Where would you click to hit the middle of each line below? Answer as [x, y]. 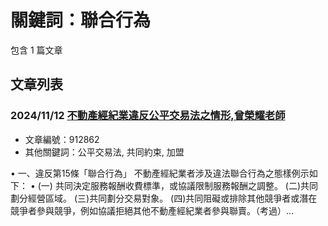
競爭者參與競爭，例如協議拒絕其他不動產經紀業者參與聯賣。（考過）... [152, 210]
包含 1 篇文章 [36, 50]
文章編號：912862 [62, 139]
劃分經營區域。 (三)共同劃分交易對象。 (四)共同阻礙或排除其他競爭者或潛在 [164, 198]
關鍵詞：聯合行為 [81, 20]
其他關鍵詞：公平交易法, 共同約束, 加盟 [104, 152]
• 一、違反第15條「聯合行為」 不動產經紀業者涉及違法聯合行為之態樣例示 [160, 173]
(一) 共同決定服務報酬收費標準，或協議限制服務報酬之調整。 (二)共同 [178, 185]
